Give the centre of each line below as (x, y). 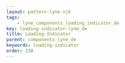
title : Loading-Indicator (38, 34)
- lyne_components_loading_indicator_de (68, 23)
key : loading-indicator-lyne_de (47, 28)
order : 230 (20, 51)
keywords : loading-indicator (43, 46)
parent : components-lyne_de (41, 40)
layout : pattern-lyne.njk (38, 12)
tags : (13, 17)
